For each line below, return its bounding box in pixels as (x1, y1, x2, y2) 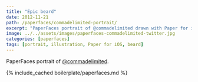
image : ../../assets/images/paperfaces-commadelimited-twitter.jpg (6, 31, 176, 37)
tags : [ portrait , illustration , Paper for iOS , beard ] (6, 42, 144, 48)
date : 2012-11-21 (6, 14, 49, 20)
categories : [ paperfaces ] (6, 36, 70, 42)
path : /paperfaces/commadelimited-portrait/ (6, 19, 117, 25)
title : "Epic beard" (6, 8, 57, 15)
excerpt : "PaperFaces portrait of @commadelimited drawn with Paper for (6, 25, 189, 31)
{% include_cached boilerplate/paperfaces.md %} (6, 69, 128, 76)
